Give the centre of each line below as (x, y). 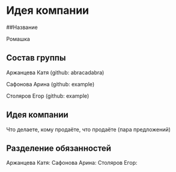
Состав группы (36, 58)
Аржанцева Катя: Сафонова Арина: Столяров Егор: (72, 163)
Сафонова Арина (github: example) (50, 84)
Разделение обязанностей (59, 148)
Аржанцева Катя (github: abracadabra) (55, 72)
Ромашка (18, 39)
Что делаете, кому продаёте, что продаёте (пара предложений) (89, 129)
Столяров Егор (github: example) (48, 96)
